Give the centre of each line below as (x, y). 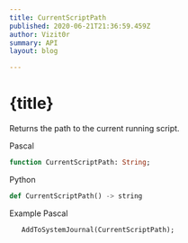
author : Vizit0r (40, 34)
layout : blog (34, 51)
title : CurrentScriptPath (58, 18)
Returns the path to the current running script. (94, 129)
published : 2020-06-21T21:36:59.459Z (80, 26)
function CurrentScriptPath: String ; (80, 163)
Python (22, 179)
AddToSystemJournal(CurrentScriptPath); (98, 229)
